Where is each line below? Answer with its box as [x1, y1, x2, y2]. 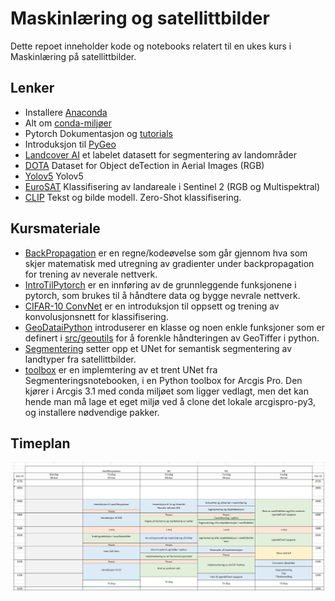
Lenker [10, 80, 55, 97]
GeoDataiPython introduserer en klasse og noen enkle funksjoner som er [24, 321, 326, 333]
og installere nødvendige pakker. [24, 406, 160, 418]
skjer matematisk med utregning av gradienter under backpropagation [24, 257, 315, 269]
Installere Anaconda [24, 106, 108, 118]
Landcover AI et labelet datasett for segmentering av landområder [24, 148, 297, 161]
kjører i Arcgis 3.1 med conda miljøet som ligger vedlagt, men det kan [24, 385, 309, 397]
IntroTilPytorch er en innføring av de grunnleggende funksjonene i [24, 278, 297, 291]
